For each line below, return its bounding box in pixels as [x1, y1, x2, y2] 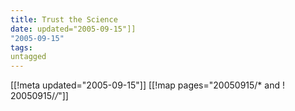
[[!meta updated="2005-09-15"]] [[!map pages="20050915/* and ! [10, 79, 285, 91]
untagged [10, 52, 47, 62]
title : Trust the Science [10, 14, 118, 25]
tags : [10, 42, 33, 53]
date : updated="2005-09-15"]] [10, 24, 137, 34]
